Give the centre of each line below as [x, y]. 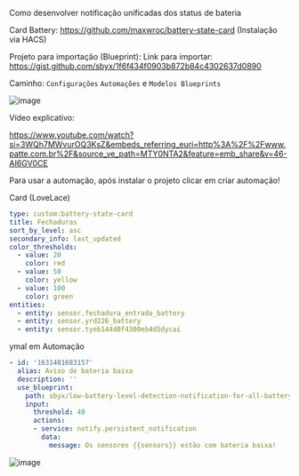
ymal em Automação [47, 346]
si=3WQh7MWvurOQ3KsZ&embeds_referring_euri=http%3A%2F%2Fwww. [148, 144]
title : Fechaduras [43, 222]
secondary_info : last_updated [65, 239]
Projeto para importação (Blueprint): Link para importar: [111, 56]
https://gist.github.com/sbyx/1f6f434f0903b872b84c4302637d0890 [136, 66]
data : [52, 437]
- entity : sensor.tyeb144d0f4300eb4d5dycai [99, 329]
